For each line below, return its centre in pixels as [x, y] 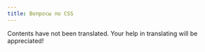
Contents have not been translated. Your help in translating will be [102, 33]
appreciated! [26, 41]
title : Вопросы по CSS [40, 14]
